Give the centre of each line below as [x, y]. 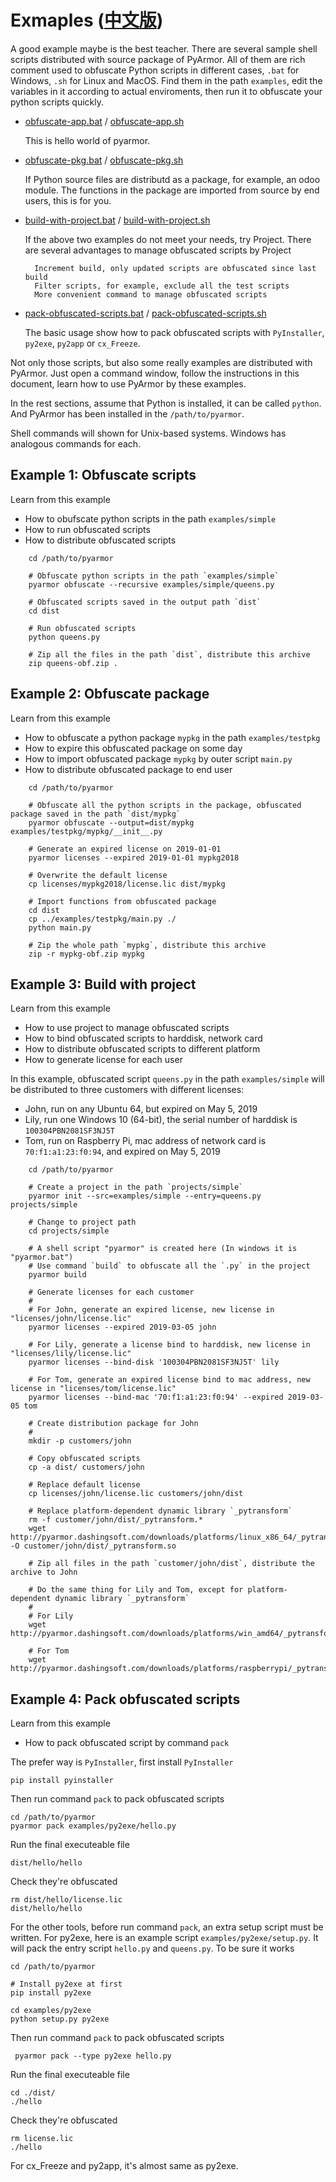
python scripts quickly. [57, 102]
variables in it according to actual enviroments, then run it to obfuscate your [166, 91]
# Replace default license [84, 1485]
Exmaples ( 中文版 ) [87, 20]
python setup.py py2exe [60, 2019]
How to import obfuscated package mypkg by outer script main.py [158, 758]
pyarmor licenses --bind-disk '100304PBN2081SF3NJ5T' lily [154, 1362]
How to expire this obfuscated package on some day [133, 748]
